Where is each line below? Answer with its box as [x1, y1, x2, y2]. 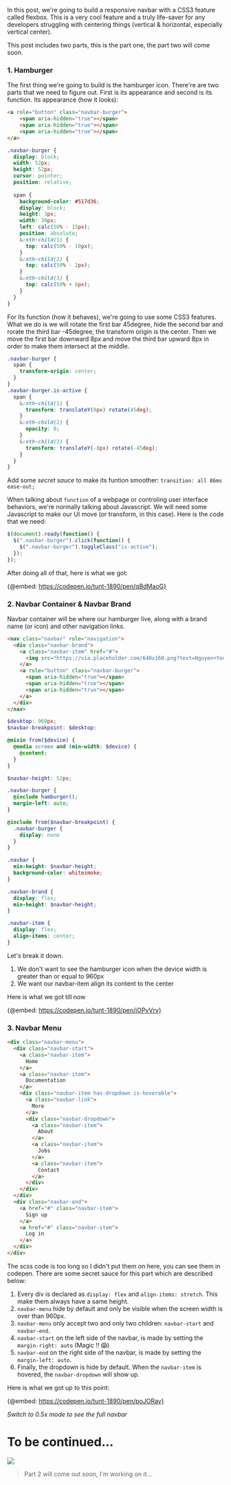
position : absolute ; [19, 230, 78, 237]
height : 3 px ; [19, 211, 57, 218]
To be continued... [7, 1434, 114, 1450]
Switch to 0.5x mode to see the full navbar [7, 1410, 128, 1418]
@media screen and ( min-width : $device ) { [13, 744, 137, 750]
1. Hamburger [7, 65, 54, 75]
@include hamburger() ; [13, 794, 78, 801]
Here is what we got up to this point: [7, 1383, 110, 1392]
